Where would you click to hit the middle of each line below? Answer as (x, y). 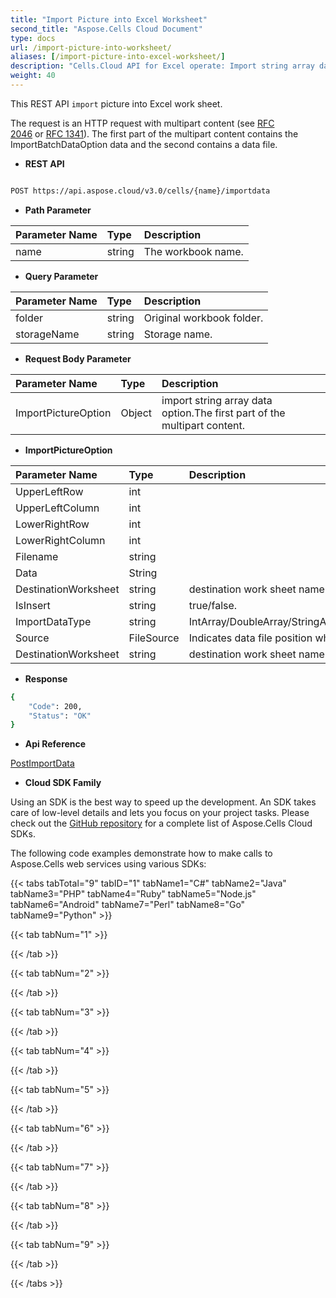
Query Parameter (61, 276)
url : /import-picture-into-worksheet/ (91, 47)
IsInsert (33, 605)
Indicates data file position (250, 638)
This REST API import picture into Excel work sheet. (116, 103)
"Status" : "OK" (60, 716)
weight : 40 (33, 76)
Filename (37, 556)
